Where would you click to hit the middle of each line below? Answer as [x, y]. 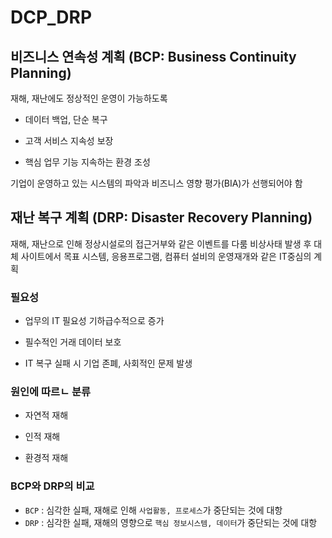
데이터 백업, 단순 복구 [66, 119]
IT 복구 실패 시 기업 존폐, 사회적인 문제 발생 [108, 363]
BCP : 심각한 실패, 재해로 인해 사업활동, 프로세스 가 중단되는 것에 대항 [153, 510]
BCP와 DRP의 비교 [52, 486]
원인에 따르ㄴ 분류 [51, 392]
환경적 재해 [46, 458]
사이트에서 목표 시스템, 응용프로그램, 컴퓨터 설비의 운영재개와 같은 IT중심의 [166, 256]
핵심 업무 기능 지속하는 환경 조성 [87, 162]
